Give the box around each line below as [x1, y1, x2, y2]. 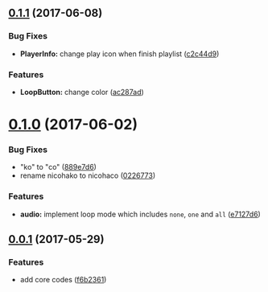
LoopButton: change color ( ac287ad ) [19, 87, 145, 97]
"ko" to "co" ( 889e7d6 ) [19, 162, 97, 172]
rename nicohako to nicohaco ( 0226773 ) [19, 171, 156, 180]
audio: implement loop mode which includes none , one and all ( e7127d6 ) [19, 209, 262, 219]
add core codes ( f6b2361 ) [19, 275, 107, 285]
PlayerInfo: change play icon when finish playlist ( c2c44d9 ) [19, 48, 220, 59]
